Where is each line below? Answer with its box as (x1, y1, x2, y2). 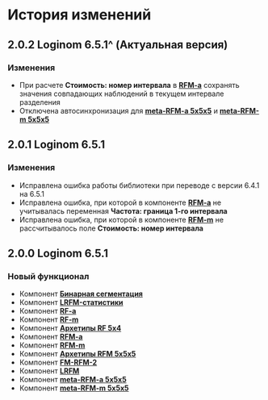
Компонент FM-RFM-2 (19, 357, 98, 368)
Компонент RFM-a (19, 332, 83, 342)
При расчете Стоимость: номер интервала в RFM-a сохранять (19, 80, 240, 90)
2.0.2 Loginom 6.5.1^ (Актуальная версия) (7, 38, 228, 52)
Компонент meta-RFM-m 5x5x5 (19, 383, 129, 393)
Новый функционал (7, 270, 90, 281)
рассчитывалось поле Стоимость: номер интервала (19, 223, 203, 233)
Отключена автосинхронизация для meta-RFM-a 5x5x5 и (19, 106, 219, 115)
